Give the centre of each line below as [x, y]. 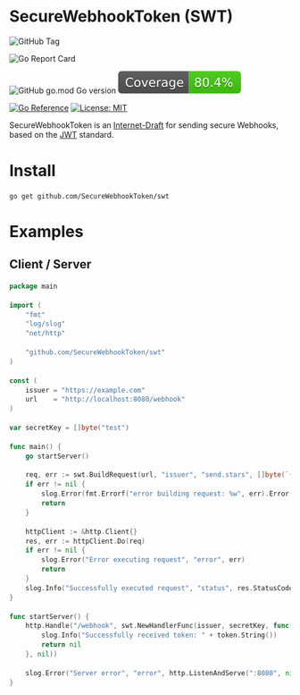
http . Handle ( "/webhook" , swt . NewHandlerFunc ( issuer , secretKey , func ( [159, 626]
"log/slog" [46, 324]
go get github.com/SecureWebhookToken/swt [89, 196]
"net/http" [46, 334]
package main [33, 286]
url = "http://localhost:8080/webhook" [105, 400]
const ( [24, 381]
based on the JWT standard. [62, 134]
